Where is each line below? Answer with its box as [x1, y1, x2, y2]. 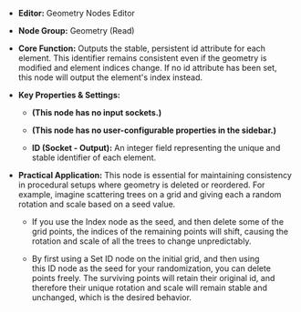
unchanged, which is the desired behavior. [31, 292, 192, 303]
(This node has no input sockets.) [31, 107, 162, 117]
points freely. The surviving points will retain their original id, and [31, 273, 275, 283]
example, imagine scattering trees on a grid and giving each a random [17, 189, 282, 199]
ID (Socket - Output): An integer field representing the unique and [31, 143, 281, 153]
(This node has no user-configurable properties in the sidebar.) [31, 125, 276, 136]
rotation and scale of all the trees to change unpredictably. [31, 236, 252, 247]
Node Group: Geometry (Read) [17, 25, 135, 35]
